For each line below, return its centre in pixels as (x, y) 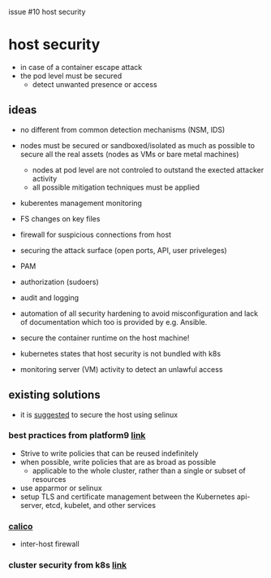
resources (49, 479)
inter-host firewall (49, 544)
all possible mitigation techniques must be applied (116, 187)
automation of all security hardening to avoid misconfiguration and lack (139, 313)
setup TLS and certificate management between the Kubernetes (127, 497)
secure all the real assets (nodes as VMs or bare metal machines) (129, 154)
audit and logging (49, 297)
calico (21, 526)
